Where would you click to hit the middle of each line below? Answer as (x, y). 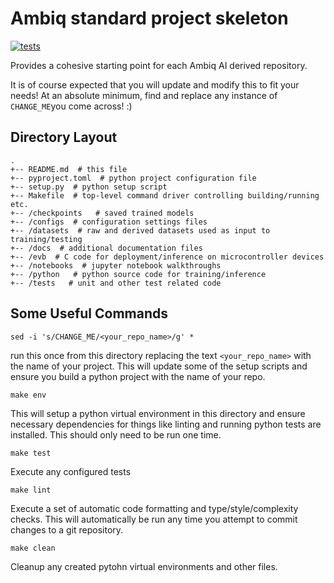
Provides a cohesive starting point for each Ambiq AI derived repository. (159, 65)
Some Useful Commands (89, 313)
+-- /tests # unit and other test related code (116, 283)
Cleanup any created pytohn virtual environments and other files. (144, 566)
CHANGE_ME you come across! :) (71, 106)
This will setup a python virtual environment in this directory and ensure (158, 413)
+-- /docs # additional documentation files (106, 248)
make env (28, 395)
